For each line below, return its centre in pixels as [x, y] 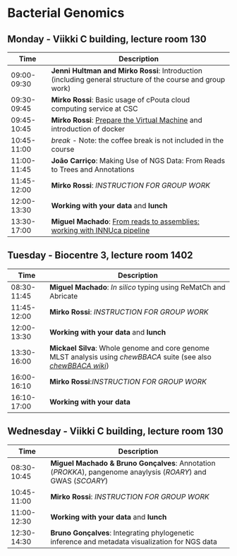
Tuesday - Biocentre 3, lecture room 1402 [100, 255]
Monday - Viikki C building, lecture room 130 [107, 39]
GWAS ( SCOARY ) [79, 481]
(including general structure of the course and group [138, 79]
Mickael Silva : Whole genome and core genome [129, 348]
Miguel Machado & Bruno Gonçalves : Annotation [133, 463]
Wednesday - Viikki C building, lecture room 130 [115, 431]
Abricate [63, 296]
